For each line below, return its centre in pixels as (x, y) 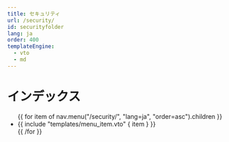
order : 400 (23, 40)
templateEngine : (31, 46)
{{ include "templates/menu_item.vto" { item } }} (86, 124)
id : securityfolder (36, 27)
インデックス (44, 96)
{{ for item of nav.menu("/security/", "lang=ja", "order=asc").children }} (120, 116)
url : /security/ (31, 20)
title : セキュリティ (34, 14)
